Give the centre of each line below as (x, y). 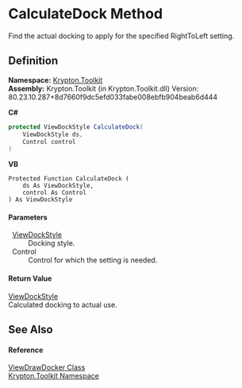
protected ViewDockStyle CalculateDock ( (76, 127)
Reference (26, 350)
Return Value (30, 278)
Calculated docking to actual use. (63, 305)
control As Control (55, 193)
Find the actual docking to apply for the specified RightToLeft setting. (121, 36)
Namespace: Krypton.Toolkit (56, 80)
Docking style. (52, 243)
